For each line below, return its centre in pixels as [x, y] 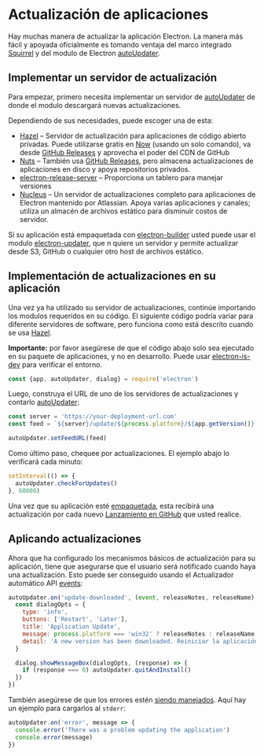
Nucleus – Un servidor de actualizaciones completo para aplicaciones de [137, 194]
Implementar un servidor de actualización [113, 78]
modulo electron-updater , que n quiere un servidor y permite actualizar [123, 243]
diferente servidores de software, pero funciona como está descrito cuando [131, 324]
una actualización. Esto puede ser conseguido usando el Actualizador [121, 574]
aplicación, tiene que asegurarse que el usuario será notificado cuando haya [132, 566]
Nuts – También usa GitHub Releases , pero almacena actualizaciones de [136, 161]
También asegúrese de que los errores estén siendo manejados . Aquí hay [127, 700]
